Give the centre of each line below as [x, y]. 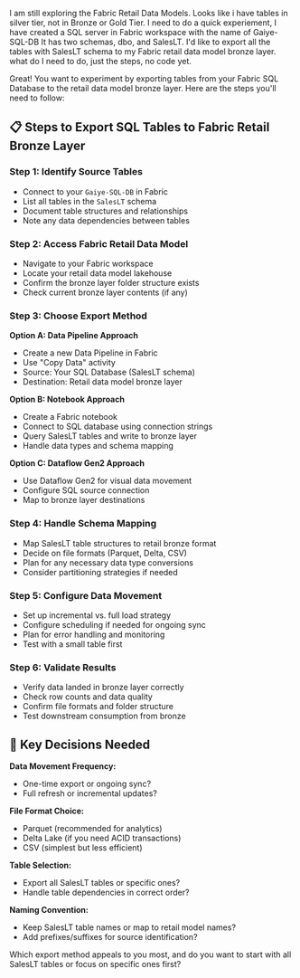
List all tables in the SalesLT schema [89, 201]
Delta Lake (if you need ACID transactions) [102, 838]
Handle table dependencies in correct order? [106, 892]
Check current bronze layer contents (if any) [105, 292]
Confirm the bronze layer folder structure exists [111, 282]
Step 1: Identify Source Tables [76, 172]
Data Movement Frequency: [63, 766]
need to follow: [37, 98]
